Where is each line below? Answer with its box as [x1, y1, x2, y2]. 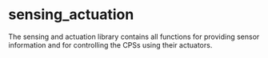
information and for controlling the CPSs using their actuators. [8, 40, 213, 49]
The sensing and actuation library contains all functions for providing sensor [8, 32, 260, 41]
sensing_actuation [8, 6, 134, 24]
